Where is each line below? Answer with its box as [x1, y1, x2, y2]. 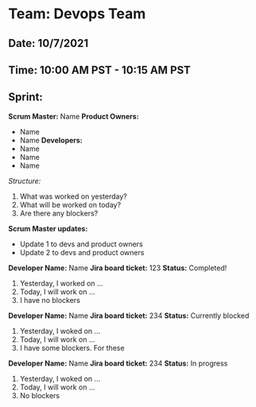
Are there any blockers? [19, 208, 99, 218]
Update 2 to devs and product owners [19, 247, 145, 257]
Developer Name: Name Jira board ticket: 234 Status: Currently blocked [8, 311, 250, 320]
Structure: [8, 176, 41, 185]
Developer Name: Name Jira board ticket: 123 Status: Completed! [8, 263, 227, 273]
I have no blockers [19, 295, 81, 304]
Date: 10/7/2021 [8, 37, 89, 50]
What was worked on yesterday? [19, 192, 127, 201]
